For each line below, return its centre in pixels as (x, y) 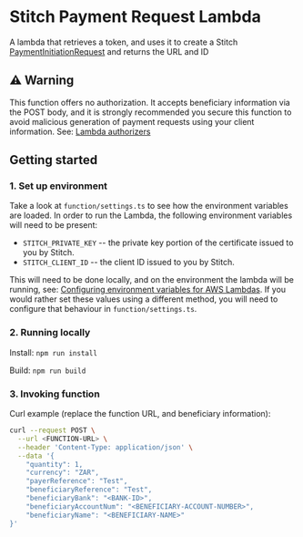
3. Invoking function (55, 394)
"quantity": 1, (55, 464)
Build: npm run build (48, 370)
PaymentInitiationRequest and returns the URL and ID (109, 51)
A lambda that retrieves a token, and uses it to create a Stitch (124, 42)
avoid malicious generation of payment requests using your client (132, 121)
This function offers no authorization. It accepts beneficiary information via (150, 102)
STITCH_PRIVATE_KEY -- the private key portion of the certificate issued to (158, 243)
